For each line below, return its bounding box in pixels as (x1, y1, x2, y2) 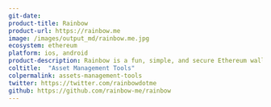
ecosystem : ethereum (8, 42, 78, 50)
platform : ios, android (8, 49, 89, 57)
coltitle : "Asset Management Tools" (8, 64, 135, 72)
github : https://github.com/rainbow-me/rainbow (8, 86, 172, 95)
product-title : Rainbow (8, 19, 89, 27)
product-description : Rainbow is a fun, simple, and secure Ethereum (8, 57, 248, 65)
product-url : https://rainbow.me (8, 27, 121, 35)
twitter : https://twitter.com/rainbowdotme (8, 79, 157, 87)
